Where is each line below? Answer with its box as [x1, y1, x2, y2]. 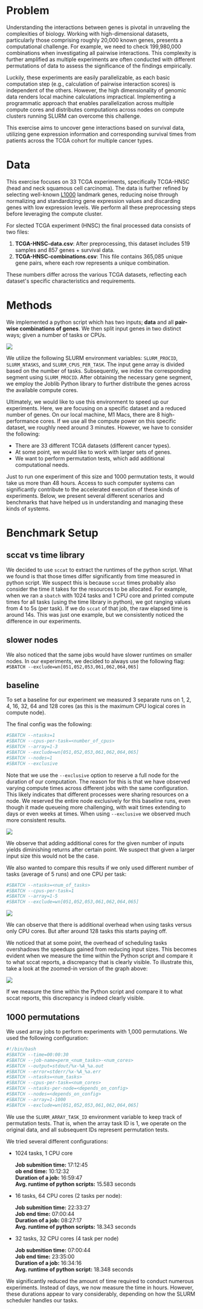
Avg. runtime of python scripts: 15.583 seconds [14, 1180, 136, 1188]
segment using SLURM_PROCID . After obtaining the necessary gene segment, [6, 373, 193, 381]
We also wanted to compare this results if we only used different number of [6, 864, 194, 871]
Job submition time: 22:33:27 [14, 1203, 91, 1211]
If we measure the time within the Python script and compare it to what [6, 988, 183, 995]
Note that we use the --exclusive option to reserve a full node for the [6, 771, 179, 779]
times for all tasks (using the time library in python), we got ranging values [6, 598, 192, 605]
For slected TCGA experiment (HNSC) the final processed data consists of [6, 222, 192, 229]
